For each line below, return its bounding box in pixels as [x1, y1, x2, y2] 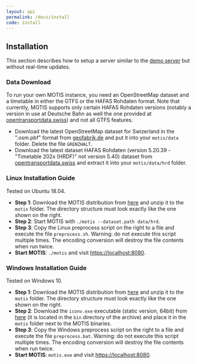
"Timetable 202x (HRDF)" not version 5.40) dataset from [14, 153, 153, 160]
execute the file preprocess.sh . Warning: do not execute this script [14, 230, 176, 237]
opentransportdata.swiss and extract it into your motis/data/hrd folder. [14, 159, 187, 166]
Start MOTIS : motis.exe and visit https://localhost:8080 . [14, 352, 152, 359]
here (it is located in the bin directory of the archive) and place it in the [14, 314, 187, 321]
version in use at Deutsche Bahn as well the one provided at [6, 110, 152, 117]
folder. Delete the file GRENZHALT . [14, 140, 93, 147]
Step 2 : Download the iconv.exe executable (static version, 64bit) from [14, 307, 188, 314]
